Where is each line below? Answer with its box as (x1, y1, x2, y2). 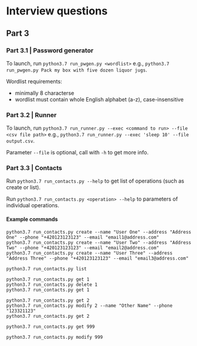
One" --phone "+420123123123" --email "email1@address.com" (6, 234, 160, 240)
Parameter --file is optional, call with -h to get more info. (6, 149, 148, 156)
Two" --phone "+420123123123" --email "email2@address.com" (6, 244, 160, 250)
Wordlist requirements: (6, 77, 62, 85)
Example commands (6, 216, 58, 223)
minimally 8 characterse (14, 89, 75, 97)
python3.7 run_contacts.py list (6, 266, 87, 272)
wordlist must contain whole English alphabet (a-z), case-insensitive (14, 96, 184, 103)
